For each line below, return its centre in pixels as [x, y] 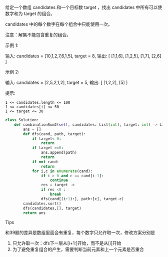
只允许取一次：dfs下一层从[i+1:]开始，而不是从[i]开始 [67, 243]
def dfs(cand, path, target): [54, 134]
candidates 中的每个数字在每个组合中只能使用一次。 [59, 24]
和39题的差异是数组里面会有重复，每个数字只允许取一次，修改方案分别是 [80, 233]
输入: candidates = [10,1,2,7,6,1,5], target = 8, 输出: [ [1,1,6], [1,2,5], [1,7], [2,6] [83, 56]
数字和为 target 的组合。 [30, 13]
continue [59, 180]
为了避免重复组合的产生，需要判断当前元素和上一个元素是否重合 [78, 250]
